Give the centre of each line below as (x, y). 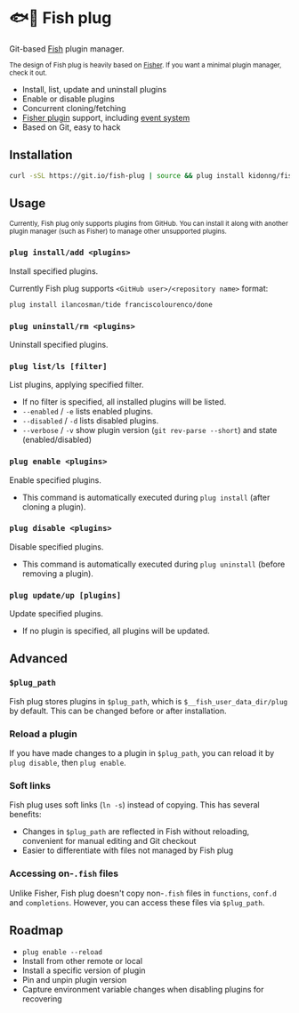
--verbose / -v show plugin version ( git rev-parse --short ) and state (149, 430)
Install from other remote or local (82, 961)
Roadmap (36, 931)
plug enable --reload (62, 953)
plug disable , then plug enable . (68, 763)
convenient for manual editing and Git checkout (109, 841)
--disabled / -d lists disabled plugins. (90, 421)
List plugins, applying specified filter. (77, 385)
